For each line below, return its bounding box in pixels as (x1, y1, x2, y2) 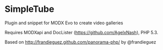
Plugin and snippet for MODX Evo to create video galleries (4, 20, 123, 26)
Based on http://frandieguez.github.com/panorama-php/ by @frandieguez (4, 39, 157, 45)
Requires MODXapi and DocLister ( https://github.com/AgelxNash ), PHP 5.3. (4, 29, 159, 35)
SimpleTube (4, 3, 54, 15)
